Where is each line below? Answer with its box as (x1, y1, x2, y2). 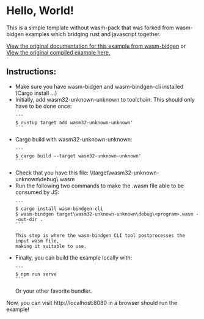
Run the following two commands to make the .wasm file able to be (15, 182, 184, 189)
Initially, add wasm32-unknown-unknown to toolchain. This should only (15, 96, 195, 103)
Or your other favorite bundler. (15, 287, 92, 295)
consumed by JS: (15, 188, 60, 196)
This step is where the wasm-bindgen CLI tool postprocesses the (15, 232, 185, 239)
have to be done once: (15, 102, 72, 110)
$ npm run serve (15, 271, 57, 277)
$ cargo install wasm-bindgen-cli (15, 206, 103, 212)
